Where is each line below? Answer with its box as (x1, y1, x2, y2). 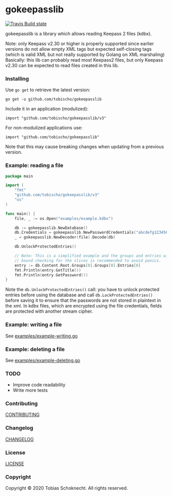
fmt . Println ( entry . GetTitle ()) (14, 268, 81, 273)
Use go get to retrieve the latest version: (5, 87, 91, 93)
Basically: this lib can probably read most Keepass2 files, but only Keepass (5, 56, 163, 63)
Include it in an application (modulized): (5, 106, 89, 112)
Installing (5, 75, 29, 82)
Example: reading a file (5, 162, 64, 169)
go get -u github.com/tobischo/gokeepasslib (5, 97, 102, 102)
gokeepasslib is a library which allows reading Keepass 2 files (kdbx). (5, 30, 152, 36)
